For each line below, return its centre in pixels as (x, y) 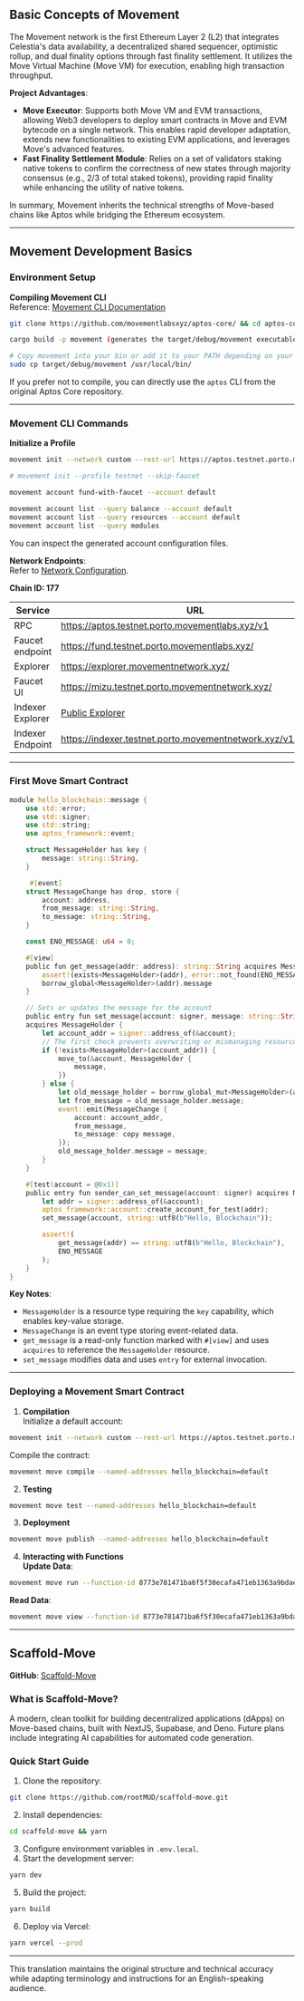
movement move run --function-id (72, 1583)
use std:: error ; (57, 808)
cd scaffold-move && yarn (58, 1832)
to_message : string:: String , (97, 917)
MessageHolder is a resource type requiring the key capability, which (148, 1311)
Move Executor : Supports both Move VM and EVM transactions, (142, 110)
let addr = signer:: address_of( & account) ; (123, 1201)
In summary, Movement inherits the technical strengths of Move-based (142, 205)
